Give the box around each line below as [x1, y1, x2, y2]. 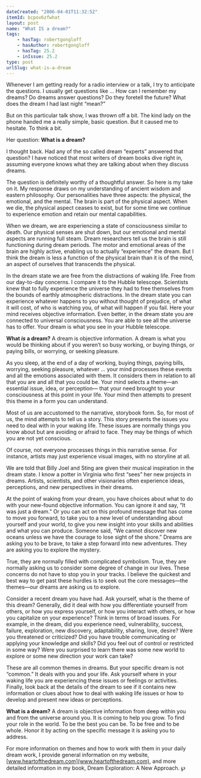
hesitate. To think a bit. [6, 124, 63, 132]
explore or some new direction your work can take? [6, 652, 133, 660]
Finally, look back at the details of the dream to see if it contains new [6, 683, 176, 691]
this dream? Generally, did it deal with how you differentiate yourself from [6, 601, 188, 609]
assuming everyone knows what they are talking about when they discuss [6, 160, 189, 168]
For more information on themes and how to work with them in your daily [6, 745, 186, 752]
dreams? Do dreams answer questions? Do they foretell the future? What [6, 94, 186, 101]
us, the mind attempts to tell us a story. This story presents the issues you [6, 416, 189, 423]
